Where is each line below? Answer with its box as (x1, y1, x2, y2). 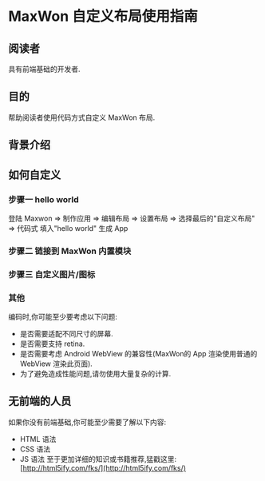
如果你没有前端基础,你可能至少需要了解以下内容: (8, 417, 167, 427)
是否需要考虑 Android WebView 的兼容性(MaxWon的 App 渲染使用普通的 (19, 349, 258, 359)
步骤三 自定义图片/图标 (8, 268, 96, 280)
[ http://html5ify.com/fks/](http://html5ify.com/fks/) (19, 463, 186, 472)
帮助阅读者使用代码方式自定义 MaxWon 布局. (8, 113, 156, 122)
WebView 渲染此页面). (19, 359, 93, 368)
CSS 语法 (19, 444, 50, 454)
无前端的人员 (8, 395, 72, 408)
